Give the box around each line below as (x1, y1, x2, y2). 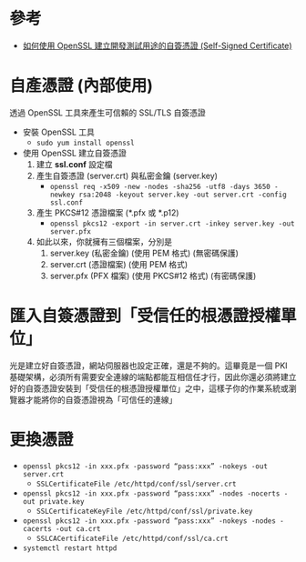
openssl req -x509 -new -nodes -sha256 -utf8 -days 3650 (49, 182, 270, 191)
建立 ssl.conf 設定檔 (36, 158, 113, 169)
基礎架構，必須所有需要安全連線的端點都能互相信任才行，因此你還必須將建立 (9, 371, 297, 382)
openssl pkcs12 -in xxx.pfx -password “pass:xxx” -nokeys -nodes (22, 516, 276, 526)
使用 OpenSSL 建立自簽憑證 (22, 147, 127, 158)
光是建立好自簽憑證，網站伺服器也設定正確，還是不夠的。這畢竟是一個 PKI (9, 360, 289, 371)
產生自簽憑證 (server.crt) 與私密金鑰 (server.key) (36, 170, 219, 181)
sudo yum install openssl (36, 138, 135, 147)
